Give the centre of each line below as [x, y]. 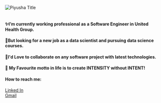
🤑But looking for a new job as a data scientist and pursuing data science [80, 41]
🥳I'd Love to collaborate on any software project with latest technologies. [81, 57]
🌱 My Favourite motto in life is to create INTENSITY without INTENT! [75, 68]
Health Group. [20, 29]
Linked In [14, 90]
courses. [14, 46]
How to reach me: [23, 79]
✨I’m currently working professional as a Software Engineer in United [77, 24]
